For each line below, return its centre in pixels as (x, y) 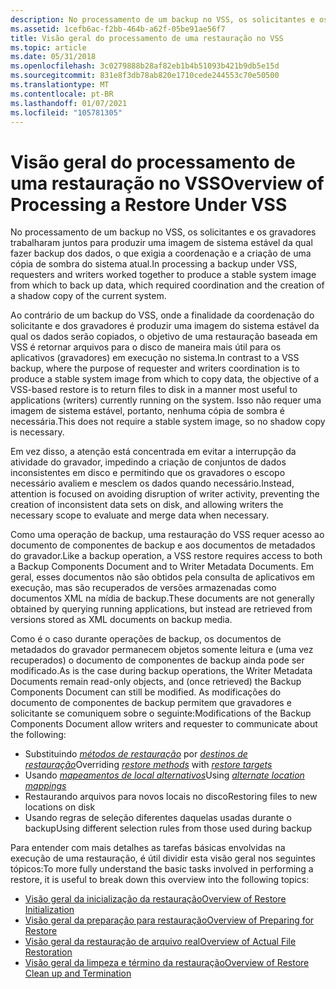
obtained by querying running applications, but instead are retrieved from (161, 609)
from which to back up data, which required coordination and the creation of (167, 285)
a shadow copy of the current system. (88, 296)
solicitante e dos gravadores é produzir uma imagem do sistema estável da (165, 326)
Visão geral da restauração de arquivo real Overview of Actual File (160, 942)
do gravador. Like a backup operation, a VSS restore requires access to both (166, 556)
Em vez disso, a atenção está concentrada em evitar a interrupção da (153, 452)
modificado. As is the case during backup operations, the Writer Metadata (161, 671)
